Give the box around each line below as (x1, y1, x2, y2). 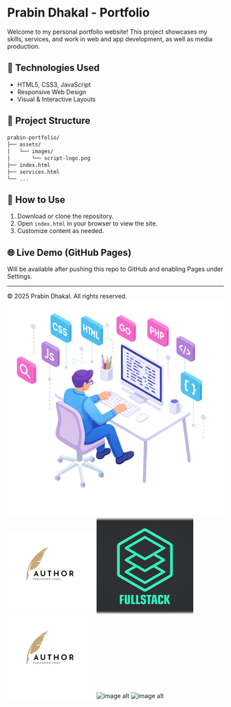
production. (7, 42, 40, 50)
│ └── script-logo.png (7, 155, 91, 162)
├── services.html (7, 168, 60, 175)
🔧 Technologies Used (7, 62, 100, 74)
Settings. (7, 272, 32, 281)
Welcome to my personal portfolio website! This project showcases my (7, 28, 208, 36)
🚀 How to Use (7, 194, 65, 206)
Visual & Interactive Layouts (16, 95, 96, 103)
